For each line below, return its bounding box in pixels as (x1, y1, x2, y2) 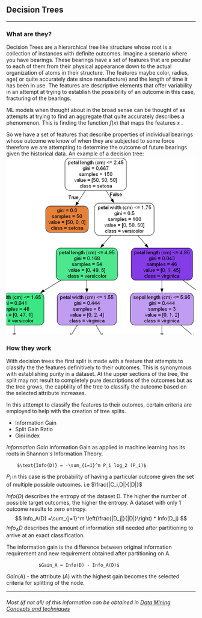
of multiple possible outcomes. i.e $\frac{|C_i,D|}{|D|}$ (6, 481, 142, 488)
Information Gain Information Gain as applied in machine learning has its (6, 443, 185, 451)
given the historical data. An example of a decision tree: (6, 150, 144, 157)
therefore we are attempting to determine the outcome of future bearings (6, 144, 188, 151)
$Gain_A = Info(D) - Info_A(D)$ (38, 563, 120, 569)
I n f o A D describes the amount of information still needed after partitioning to (6, 524, 194, 532)
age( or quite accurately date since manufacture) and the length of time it (6, 75, 188, 83)
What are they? (6, 30, 52, 38)
